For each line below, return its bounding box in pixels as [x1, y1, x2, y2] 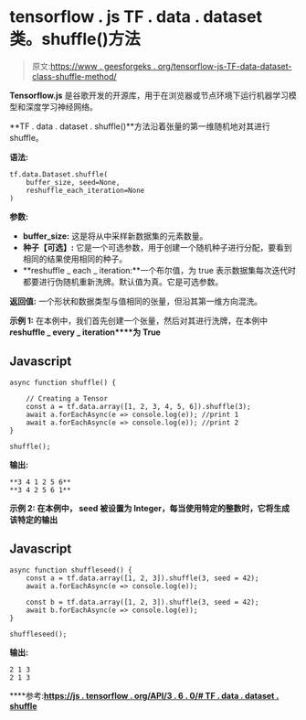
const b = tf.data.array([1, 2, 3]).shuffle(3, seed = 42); [26, 597, 259, 607]
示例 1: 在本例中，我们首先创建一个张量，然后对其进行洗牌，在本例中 [9, 315, 268, 326]
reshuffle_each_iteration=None [26, 186, 145, 195]
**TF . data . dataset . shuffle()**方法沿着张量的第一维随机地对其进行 [9, 121, 271, 132]
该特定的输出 [9, 514, 58, 525]
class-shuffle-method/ [31, 70, 117, 81]
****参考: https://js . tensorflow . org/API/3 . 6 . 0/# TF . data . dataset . [9, 690, 280, 701]
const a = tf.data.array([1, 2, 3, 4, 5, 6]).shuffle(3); [26, 402, 251, 411]
